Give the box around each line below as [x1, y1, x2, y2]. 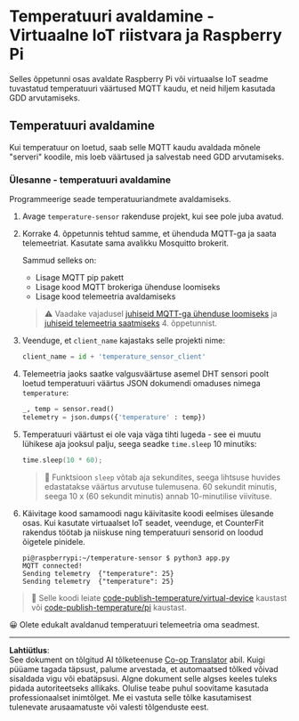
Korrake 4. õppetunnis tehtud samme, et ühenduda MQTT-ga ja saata [21, 229, 278, 239]
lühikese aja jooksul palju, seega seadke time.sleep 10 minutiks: [21, 438, 257, 449]
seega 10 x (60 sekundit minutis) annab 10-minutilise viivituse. [44, 490, 272, 501]
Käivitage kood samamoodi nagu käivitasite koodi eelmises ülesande [21, 507, 274, 518]
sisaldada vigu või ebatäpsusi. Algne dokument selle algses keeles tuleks [9, 673, 278, 684]
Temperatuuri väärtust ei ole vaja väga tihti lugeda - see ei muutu [21, 429, 262, 440]
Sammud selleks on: [21, 255, 97, 266]
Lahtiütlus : [9, 644, 50, 655]
